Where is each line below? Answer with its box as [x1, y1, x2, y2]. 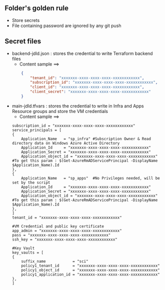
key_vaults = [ [11, 250, 44, 255]
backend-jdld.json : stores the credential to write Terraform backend [11, 50, 153, 56]
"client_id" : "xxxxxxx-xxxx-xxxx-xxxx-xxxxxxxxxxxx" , [30, 84, 144, 89]
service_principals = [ [11, 127, 62, 132]
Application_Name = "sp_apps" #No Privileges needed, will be [21, 175, 160, 180]
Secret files [4, 37, 41, 45]
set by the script [11, 180, 50, 185]
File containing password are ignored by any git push [11, 22, 121, 28]
